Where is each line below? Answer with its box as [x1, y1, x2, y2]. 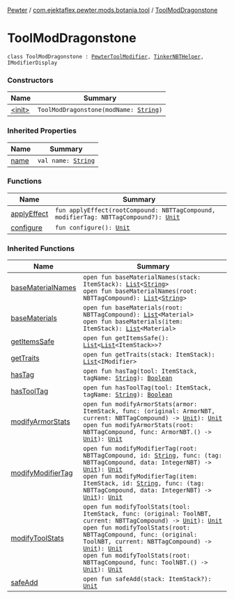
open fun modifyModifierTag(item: [83, 472, 198, 481]
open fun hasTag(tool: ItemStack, [83, 367, 198, 375]
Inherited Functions [7, 243, 75, 253]
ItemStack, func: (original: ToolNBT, [83, 510, 212, 518]
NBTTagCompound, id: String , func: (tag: [83, 452, 223, 460]
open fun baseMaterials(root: [83, 304, 183, 312]
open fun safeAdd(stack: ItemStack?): [83, 575, 212, 583]
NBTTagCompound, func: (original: [83, 531, 198, 538]
